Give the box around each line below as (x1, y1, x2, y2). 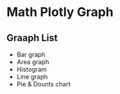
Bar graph (16, 50, 46, 58)
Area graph (16, 58, 50, 66)
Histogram (16, 65, 47, 73)
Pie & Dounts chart (16, 80, 71, 88)
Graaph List (6, 32, 58, 44)
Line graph (16, 72, 48, 81)
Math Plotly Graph (6, 4, 114, 20)
